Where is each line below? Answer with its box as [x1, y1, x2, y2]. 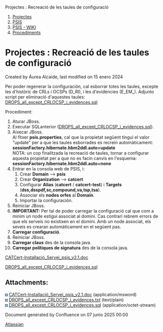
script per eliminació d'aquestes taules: [5, 94, 85, 100]
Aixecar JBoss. [12, 129, 43, 135]
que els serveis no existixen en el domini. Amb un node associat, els [12, 218, 151, 224]
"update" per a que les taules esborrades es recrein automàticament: [12, 139, 153, 145]
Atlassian [5, 321, 24, 327]
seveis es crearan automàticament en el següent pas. [12, 223, 122, 229]
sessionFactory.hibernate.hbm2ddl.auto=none [12, 161, 112, 166]
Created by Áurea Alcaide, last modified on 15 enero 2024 [5, 74, 123, 80]
